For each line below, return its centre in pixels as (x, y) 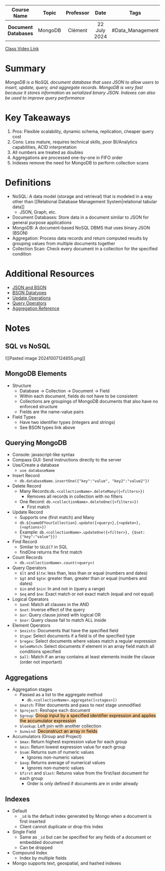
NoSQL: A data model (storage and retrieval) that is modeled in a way (82, 196)
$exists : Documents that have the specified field (69, 631)
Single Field (24, 832)
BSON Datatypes (29, 292)
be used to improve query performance (45, 97)
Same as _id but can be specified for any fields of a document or (85, 837)
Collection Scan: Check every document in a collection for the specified (85, 249)
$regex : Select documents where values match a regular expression (88, 641)
